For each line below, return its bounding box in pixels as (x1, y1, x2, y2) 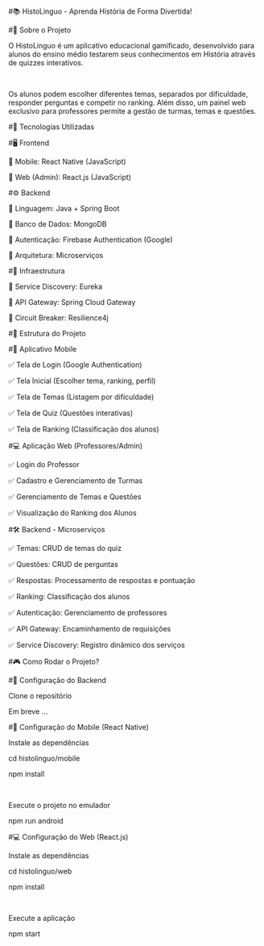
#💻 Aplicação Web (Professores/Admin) (8, 441, 143, 450)
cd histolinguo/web (8, 866, 72, 876)
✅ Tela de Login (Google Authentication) (8, 360, 142, 369)
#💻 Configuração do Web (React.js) (8, 832, 129, 841)
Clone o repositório (8, 691, 72, 700)
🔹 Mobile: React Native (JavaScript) (8, 156, 126, 166)
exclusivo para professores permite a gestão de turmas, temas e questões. (8, 106, 257, 115)
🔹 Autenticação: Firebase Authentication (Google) (8, 235, 173, 244)
